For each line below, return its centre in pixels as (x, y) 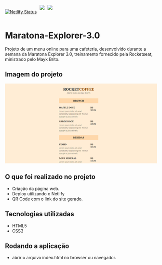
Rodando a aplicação (37, 246)
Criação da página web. (35, 189)
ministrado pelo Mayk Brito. (32, 59)
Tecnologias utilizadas (40, 214)
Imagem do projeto (34, 74)
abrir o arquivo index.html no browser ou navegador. (64, 258)
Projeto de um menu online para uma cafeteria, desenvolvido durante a (75, 49)
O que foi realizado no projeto (50, 177)
